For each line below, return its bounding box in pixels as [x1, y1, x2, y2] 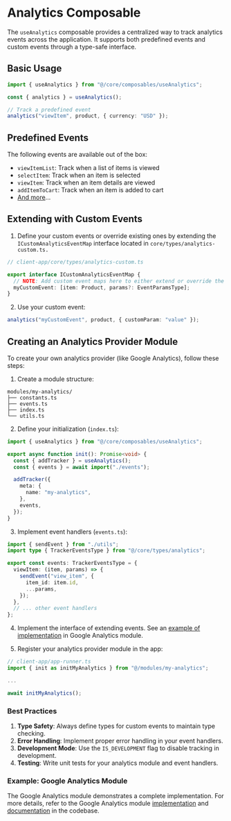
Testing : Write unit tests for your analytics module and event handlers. [17, 759, 219, 767]
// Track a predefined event [7, 106, 91, 113]
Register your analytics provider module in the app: [17, 645, 163, 653]
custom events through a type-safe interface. [7, 42, 137, 51]
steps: [7, 361, 25, 369]
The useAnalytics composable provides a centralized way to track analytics [7, 28, 223, 36]
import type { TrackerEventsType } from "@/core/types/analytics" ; [7, 547, 206, 555]
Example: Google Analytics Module [7, 776, 128, 786]
